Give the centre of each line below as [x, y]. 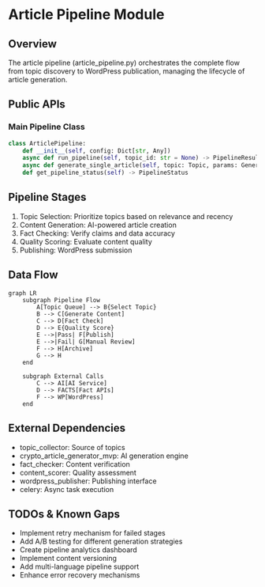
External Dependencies [67, 428]
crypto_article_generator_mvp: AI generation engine [104, 456]
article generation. [38, 80]
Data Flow [33, 275]
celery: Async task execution [67, 489]
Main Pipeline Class [47, 127]
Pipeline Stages [47, 197]
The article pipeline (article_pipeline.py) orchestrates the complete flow [124, 62]
